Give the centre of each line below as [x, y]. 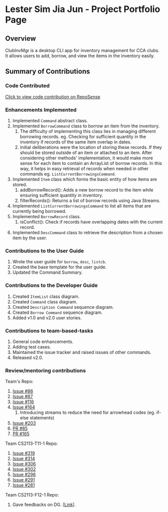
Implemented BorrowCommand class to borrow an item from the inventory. [86, 126]
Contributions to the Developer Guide [51, 285]
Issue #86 [23, 391]
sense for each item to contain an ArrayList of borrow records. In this [91, 163]
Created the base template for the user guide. [59, 267]
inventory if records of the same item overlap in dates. [75, 142]
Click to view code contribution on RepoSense [53, 97]
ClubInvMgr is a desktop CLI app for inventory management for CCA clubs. [82, 50]
